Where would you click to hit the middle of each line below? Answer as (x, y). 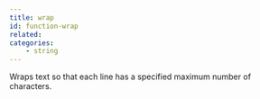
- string (42, 51)
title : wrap (32, 18)
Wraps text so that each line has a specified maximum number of (130, 76)
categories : (32, 43)
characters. (31, 86)
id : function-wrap (44, 26)
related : (26, 34)
